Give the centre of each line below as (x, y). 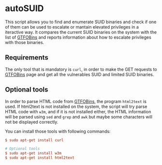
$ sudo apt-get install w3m (33, 153)
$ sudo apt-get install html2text (40, 158)
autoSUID (24, 8)
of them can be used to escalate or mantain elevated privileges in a (72, 27)
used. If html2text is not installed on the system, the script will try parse (76, 106)
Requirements (27, 58)
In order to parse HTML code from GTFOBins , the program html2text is (76, 101)
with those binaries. (25, 42)
